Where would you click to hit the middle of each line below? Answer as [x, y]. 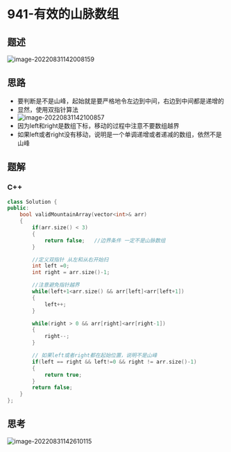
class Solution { [32, 202]
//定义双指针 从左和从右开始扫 [70, 259]
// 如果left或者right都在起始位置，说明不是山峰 [95, 355]
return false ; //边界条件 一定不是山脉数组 [105, 241]
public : [18, 208]
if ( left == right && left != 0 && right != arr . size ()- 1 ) [114, 362]
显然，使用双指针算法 [48, 109]
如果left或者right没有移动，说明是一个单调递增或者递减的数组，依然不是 [119, 134]
